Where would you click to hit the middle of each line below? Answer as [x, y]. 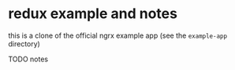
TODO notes [28, 59]
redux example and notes [93, 14]
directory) [24, 43]
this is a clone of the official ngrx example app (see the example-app [117, 35]
